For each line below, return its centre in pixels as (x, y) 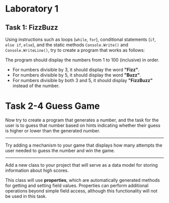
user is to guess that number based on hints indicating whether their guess (83, 125)
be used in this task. (26, 196)
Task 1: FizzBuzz (32, 27)
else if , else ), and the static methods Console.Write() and (67, 45)
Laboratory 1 (32, 9)
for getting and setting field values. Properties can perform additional (77, 185)
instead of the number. (36, 86)
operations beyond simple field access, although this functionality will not (81, 191)
